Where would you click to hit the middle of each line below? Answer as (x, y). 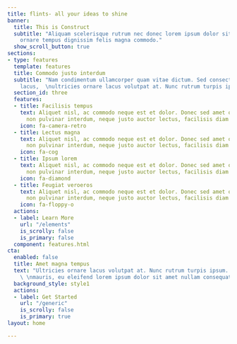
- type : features (33, 60)
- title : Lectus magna (47, 132)
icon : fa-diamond (45, 178)
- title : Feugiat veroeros (53, 185)
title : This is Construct (52, 27)
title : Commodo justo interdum (60, 73)
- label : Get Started (45, 297)
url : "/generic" (44, 304)
